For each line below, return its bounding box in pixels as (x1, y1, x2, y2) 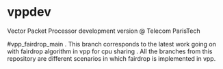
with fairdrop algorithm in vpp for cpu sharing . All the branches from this (7, 47, 213, 55)
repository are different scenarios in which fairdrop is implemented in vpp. (7, 54, 216, 62)
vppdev (7, 4, 51, 20)
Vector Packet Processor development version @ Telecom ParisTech (7, 27, 200, 35)
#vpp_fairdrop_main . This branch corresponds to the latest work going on (7, 40, 217, 48)
